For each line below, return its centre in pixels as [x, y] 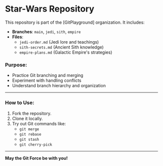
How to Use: [20, 103]
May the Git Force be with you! [36, 158]
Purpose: [16, 65]
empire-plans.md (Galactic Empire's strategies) [66, 52]
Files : [17, 37]
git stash [29, 139]
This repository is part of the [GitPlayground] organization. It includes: [75, 22]
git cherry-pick [36, 144]
